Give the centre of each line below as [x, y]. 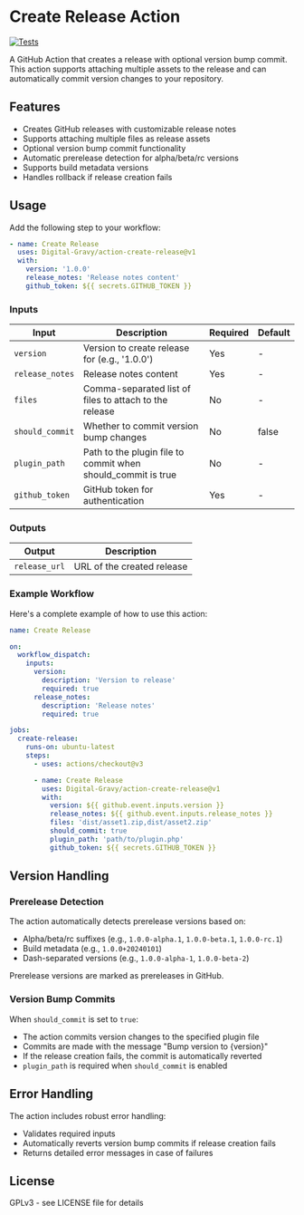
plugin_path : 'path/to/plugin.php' [116, 839]
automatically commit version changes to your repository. [117, 78]
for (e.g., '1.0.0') [118, 360]
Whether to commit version [141, 426]
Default [274, 333]
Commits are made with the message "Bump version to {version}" [145, 1046]
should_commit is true [130, 475]
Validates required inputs [69, 1133]
